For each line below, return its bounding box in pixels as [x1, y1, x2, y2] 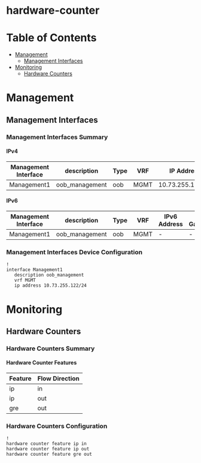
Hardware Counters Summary [6, 344, 95, 353]
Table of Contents [6, 31, 97, 45]
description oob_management [14, 272, 84, 278]
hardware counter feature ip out [6, 446, 90, 452]
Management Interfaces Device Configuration [6, 248, 142, 256]
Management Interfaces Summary [6, 133, 108, 141]
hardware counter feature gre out [6, 451, 93, 458]
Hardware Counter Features [6, 359, 77, 366]
